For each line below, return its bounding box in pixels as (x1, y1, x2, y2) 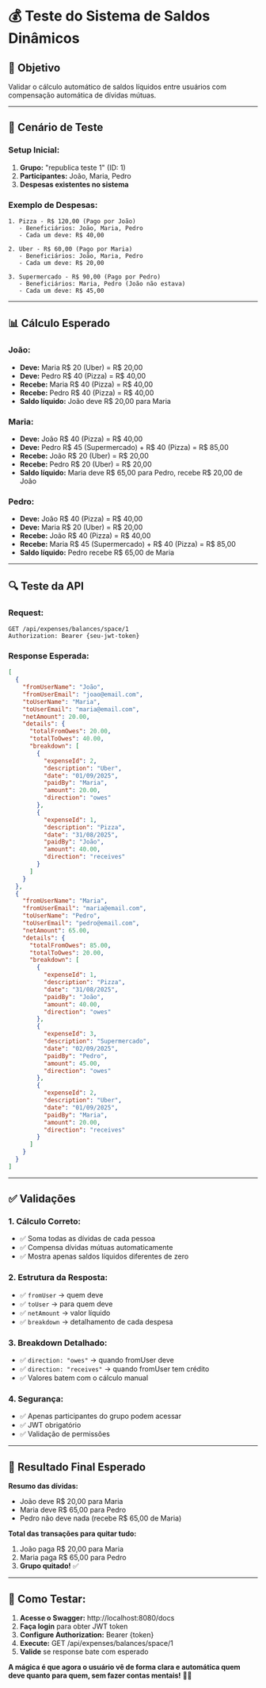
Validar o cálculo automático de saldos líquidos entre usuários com (8, 82, 227, 91)
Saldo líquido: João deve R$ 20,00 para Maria (19, 396, 172, 406)
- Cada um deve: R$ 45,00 (18, 286, 104, 294)
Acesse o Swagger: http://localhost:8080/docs (19, 1613, 175, 1622)
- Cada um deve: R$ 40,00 (18, 231, 104, 239)
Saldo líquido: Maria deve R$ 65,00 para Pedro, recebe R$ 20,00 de (19, 467, 243, 477)
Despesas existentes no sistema (19, 179, 129, 189)
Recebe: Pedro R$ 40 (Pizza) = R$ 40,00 (19, 387, 154, 398)
